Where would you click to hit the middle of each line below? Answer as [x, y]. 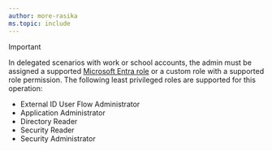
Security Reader [47, 130]
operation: [26, 88]
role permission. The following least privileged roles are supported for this [132, 80]
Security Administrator [58, 138]
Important [25, 46]
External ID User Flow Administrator [80, 104]
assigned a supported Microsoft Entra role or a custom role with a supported [136, 71]
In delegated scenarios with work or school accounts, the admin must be [130, 63]
